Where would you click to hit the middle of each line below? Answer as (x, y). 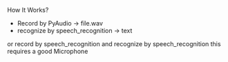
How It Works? (28, 10)
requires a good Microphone (48, 51)
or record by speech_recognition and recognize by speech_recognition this (114, 44)
